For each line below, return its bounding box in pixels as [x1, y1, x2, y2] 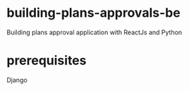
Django [6, 76, 28, 84]
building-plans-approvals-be [6, 5, 181, 21]
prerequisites [6, 52, 87, 69]
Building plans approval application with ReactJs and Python [6, 28, 183, 36]
